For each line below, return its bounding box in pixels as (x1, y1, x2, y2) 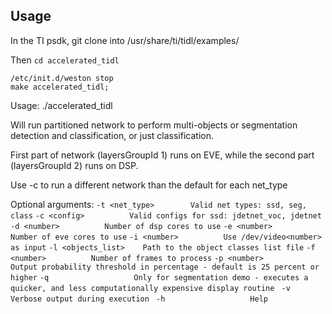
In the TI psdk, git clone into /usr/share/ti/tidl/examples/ (10, 34, 240, 46)
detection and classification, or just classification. (10, 129, 214, 141)
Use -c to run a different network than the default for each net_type (10, 179, 288, 191)
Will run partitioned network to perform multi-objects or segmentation (10, 119, 298, 131)
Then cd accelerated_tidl (10, 54, 120, 66)
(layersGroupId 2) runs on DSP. (10, 159, 139, 171)
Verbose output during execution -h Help (10, 294, 268, 304)
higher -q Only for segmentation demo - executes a (10, 272, 309, 283)
